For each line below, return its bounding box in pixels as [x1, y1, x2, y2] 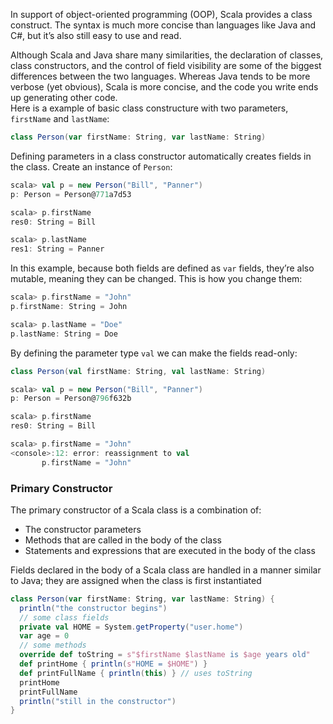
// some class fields [19, 612, 110, 623]
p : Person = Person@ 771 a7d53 [10, 189, 132, 199]
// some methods [19, 640, 87, 651]
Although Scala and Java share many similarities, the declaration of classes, [10, 49, 324, 61]
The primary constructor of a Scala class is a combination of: [10, 504, 262, 516]
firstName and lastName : [10, 113, 110, 124]
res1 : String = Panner [10, 244, 105, 254]
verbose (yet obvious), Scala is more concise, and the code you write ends [10, 81, 319, 93]
